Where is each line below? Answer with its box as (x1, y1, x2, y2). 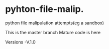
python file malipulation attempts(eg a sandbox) (5, 20, 104, 26)
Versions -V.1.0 (5, 39, 36, 45)
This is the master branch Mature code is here (5, 29, 101, 35)
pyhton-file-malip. (5, 3, 84, 15)
